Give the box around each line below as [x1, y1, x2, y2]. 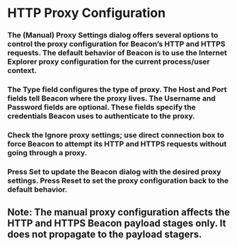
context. [7, 66, 37, 76]
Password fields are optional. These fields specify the [7, 103, 196, 113]
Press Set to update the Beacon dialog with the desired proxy [7, 166, 221, 176]
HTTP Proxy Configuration [7, 5, 166, 21]
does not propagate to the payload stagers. [7, 229, 202, 241]
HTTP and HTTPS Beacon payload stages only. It [7, 217, 226, 229]
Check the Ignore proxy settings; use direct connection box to [7, 130, 225, 139]
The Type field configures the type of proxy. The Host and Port [7, 85, 227, 95]
